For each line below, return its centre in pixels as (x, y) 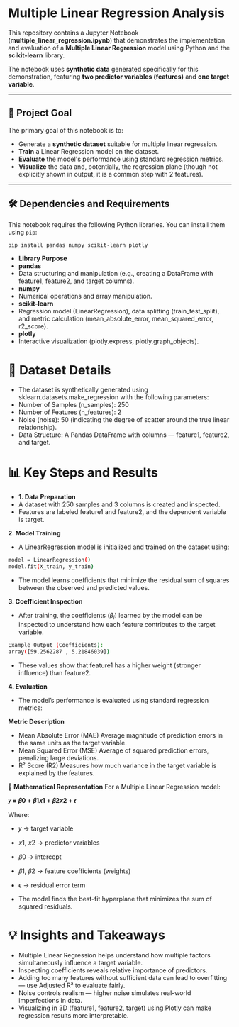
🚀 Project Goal (40, 113)
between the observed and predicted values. (84, 588)
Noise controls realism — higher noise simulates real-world (105, 993)
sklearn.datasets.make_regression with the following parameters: (113, 397)
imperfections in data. (50, 1000)
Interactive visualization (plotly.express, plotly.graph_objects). (109, 341)
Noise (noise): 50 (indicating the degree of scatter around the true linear (124, 420)
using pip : (23, 232)
